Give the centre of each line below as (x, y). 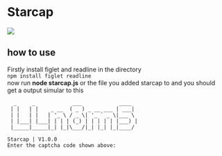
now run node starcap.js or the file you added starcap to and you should (111, 83)
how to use (32, 53)
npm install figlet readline (49, 76)
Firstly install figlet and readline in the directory (75, 69)
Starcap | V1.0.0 (32, 139)
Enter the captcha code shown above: (62, 145)
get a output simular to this (45, 90)
